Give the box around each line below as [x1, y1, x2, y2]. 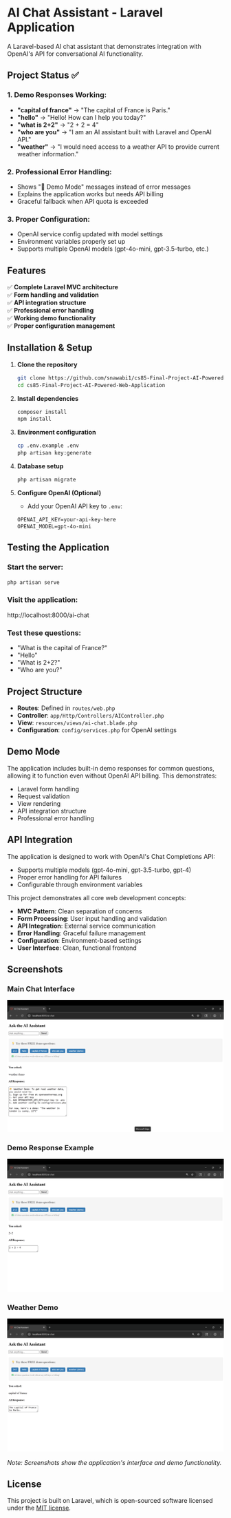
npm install [16, 415, 52, 423]
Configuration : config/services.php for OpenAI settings [16, 725, 177, 734]
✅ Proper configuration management [7, 322, 115, 330]
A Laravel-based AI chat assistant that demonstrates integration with [7, 42, 201, 50]
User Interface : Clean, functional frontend [16, 944, 137, 952]
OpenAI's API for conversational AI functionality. [7, 50, 144, 58]
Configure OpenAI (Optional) [16, 488, 102, 497]
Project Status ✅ [7, 70, 79, 81]
